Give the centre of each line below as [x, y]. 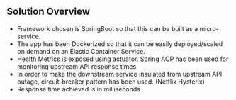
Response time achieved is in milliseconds [79, 89]
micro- [209, 28]
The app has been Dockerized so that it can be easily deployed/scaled [120, 44]
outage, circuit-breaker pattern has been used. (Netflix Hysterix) [111, 82]
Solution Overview [48, 12]
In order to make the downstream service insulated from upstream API [119, 74]
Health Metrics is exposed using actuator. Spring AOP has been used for [123, 59]
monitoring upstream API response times [77, 66]
